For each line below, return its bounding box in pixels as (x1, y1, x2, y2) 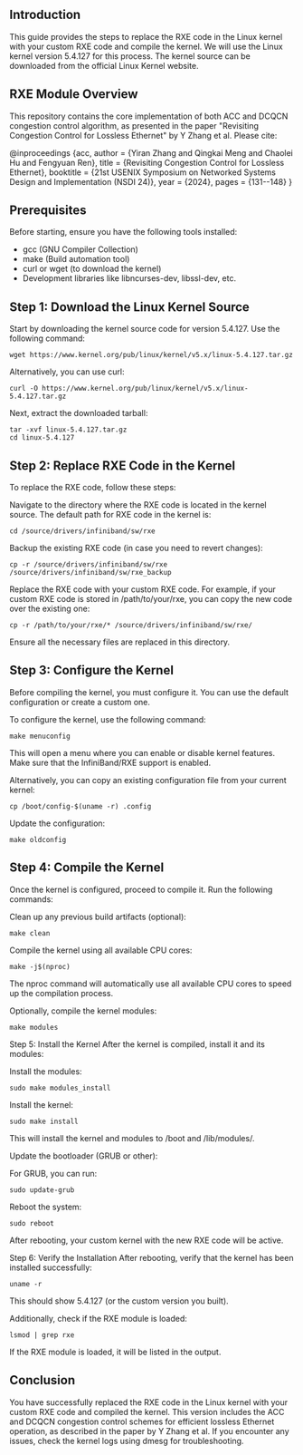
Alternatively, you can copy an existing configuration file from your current (9, 774, 287, 785)
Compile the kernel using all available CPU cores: (9, 945, 193, 955)
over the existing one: (9, 603, 90, 615)
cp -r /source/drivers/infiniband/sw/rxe (9, 560, 168, 569)
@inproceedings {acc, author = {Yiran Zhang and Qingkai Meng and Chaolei (9, 147, 294, 158)
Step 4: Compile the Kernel (9, 860, 165, 876)
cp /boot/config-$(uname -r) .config (9, 801, 152, 810)
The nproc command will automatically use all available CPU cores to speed (9, 978, 292, 989)
